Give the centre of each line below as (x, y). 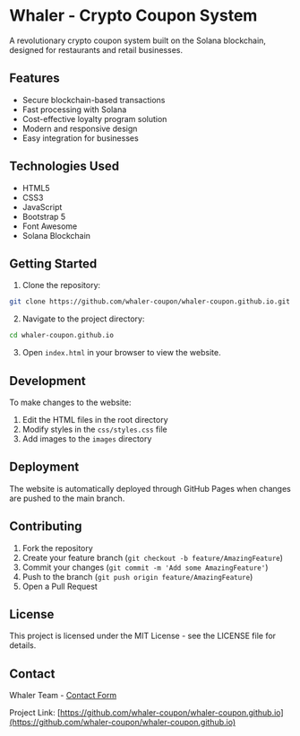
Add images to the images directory (87, 438)
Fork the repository (58, 548)
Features (34, 79)
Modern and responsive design (80, 128)
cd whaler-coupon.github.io (62, 336)
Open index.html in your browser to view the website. (121, 353)
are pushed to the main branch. (67, 498)
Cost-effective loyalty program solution (94, 118)
